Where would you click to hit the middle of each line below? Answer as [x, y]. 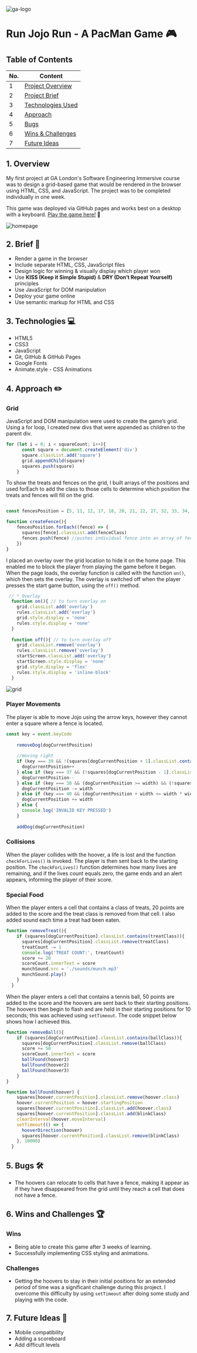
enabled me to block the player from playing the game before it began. [91, 566]
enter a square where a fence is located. [55, 723]
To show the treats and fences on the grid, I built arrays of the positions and [98, 483]
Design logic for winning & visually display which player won [87, 271]
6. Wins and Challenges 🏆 [55, 1214]
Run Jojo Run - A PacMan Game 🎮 [91, 34]
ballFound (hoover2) [45, 1065]
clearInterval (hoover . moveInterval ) [62, 1119]
